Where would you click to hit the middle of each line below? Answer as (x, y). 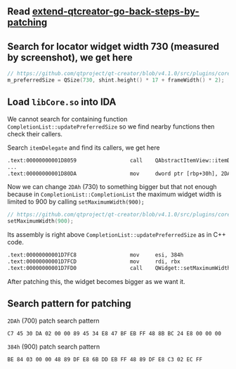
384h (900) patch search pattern (54, 347)
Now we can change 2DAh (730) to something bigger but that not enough (112, 187)
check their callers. (35, 134)
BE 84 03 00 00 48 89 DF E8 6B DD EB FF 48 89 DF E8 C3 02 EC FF (105, 360)
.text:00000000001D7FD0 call (75, 268)
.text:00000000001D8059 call (75, 160)
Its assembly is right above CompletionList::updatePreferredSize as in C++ (117, 235)
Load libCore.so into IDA (62, 102)
